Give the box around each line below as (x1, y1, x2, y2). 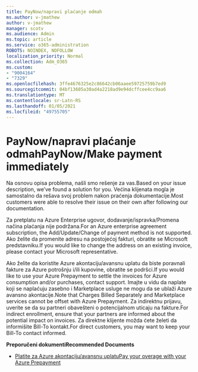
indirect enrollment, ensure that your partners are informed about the (6, 310, 175, 318)
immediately (6, 159, 70, 173)
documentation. (6, 205, 45, 212)
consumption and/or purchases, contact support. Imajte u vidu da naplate (6, 279, 186, 286)
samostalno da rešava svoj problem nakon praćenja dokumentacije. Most (6, 192, 184, 199)
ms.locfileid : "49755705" (6, 109, 70, 115)
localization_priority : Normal (6, 53, 84, 59)
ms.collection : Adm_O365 (6, 59, 68, 64)
